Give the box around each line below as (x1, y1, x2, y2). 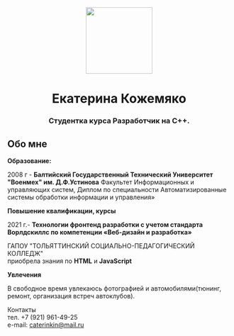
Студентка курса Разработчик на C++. (48, 116, 190, 126)
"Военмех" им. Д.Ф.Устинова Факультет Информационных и (7, 177, 195, 186)
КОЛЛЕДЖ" (7, 249, 44, 257)
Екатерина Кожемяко (52, 91, 186, 107)
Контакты (7, 305, 37, 314)
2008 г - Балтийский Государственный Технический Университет (7, 170, 213, 179)
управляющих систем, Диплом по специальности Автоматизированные (7, 185, 227, 194)
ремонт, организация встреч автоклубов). (7, 291, 135, 300)
